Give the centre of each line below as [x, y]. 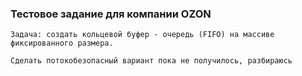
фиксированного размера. [62, 43]
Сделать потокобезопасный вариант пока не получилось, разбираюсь [151, 61]
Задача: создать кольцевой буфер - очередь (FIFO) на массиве [142, 35]
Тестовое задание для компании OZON [111, 14]
